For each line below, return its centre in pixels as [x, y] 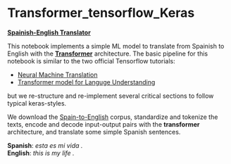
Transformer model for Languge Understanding [86, 82]
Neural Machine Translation [57, 75]
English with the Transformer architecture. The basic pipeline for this [108, 53]
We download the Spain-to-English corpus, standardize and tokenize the [113, 117]
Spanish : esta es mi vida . [45, 145]
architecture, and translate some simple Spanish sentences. [94, 132]
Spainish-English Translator [49, 32]
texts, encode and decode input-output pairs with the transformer [104, 124]
